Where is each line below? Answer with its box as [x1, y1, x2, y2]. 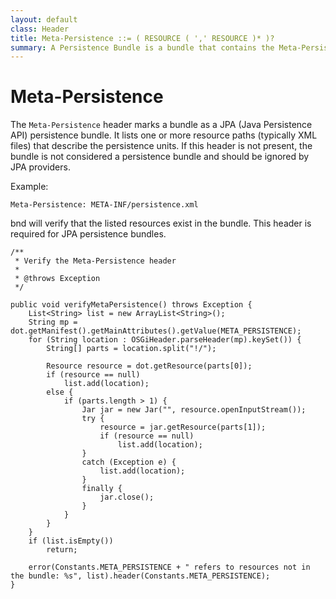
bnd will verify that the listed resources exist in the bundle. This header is [10, 217, 312, 230]
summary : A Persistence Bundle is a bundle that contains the [10, 42, 275, 53]
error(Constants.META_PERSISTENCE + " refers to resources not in [28, 562, 311, 573]
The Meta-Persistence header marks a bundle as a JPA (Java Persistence [10, 119, 313, 131]
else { [46, 387, 74, 398]
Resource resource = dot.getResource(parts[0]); [46, 361, 253, 371]
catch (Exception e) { [81, 457, 177, 468]
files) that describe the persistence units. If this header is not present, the [10, 140, 313, 152]
